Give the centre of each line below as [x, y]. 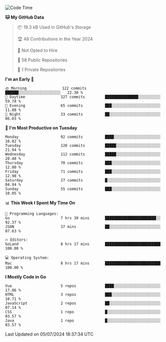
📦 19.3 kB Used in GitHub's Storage [54, 27]
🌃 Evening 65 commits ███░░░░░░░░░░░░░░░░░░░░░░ [83, 106]
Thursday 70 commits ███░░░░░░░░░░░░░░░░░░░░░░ [83, 163]
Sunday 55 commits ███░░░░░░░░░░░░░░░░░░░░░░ [83, 189]
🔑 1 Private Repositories [41, 70]
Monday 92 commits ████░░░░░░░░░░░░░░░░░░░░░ [83, 137]
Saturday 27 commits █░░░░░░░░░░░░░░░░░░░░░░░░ [83, 180]
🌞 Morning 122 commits [46, 88]
